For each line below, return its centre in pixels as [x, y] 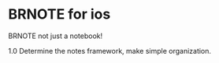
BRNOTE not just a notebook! [56, 36]
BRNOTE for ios [59, 14]
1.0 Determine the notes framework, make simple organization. [109, 51]
